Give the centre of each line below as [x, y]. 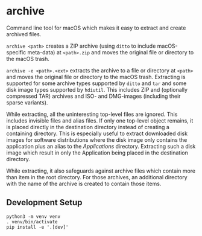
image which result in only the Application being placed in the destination [97, 153]
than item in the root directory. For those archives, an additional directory [97, 177]
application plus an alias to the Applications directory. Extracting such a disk [101, 146]
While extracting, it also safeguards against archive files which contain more [101, 171]
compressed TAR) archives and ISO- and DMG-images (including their [93, 96]
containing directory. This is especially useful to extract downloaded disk [97, 133]
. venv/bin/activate [32, 222]
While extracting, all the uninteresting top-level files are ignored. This [92, 114]
